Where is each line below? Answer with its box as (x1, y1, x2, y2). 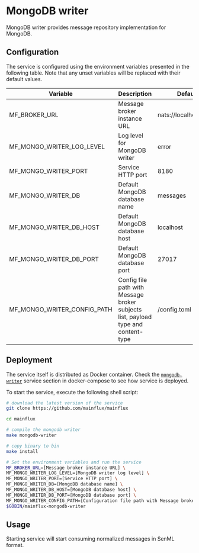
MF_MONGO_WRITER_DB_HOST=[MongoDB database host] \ (6, 487, 136, 493)
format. (6, 542, 24, 549)
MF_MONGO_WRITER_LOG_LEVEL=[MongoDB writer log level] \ (6, 470, 150, 476)
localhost (157, 223, 184, 232)
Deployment (6, 355, 53, 365)
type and (118, 320, 143, 328)
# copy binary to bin (6, 443, 60, 449)
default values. (6, 75, 43, 82)
